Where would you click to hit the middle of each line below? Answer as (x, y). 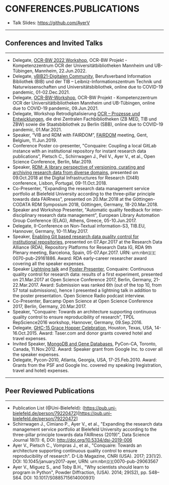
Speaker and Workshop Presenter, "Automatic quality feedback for (81, 210)
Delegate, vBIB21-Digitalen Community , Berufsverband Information (82, 76)
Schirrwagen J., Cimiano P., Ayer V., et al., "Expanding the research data (87, 424)
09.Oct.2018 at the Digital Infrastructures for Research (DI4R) (76, 178)
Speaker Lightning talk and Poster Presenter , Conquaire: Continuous (83, 269)
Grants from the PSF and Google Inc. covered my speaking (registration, (87, 365)
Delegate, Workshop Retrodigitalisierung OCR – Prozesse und (76, 113)
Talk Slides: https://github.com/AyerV (51, 23)
